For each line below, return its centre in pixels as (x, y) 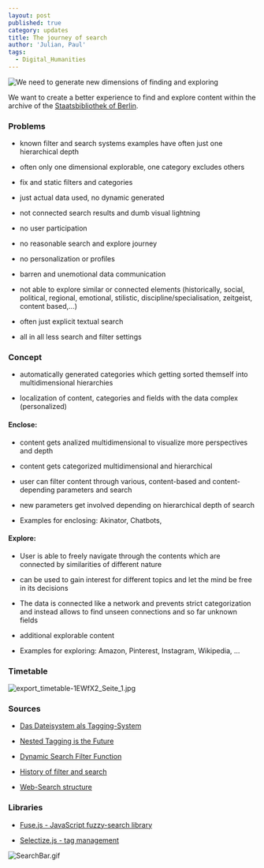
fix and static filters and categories (76, 182)
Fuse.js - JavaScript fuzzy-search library (86, 825)
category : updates (38, 30)
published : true (35, 23)
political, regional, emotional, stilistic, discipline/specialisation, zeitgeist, (136, 298)
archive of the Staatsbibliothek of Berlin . (73, 105)
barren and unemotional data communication (93, 274)
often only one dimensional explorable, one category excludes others (132, 167)
